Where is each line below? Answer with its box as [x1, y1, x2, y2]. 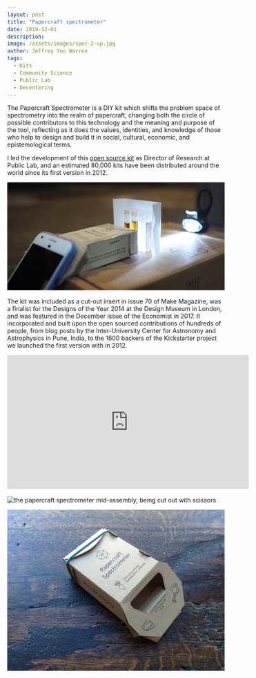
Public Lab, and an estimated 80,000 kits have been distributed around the [7, 161, 219, 169]
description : [7, 33, 45, 40]
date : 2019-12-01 [7, 26, 57, 32]
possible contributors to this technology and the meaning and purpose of [7, 118, 215, 127]
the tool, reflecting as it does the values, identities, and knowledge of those [7, 126, 221, 134]
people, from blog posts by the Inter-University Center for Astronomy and [7, 327, 216, 335]
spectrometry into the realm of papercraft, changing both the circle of [7, 111, 206, 120]
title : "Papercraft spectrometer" [7, 18, 107, 26]
